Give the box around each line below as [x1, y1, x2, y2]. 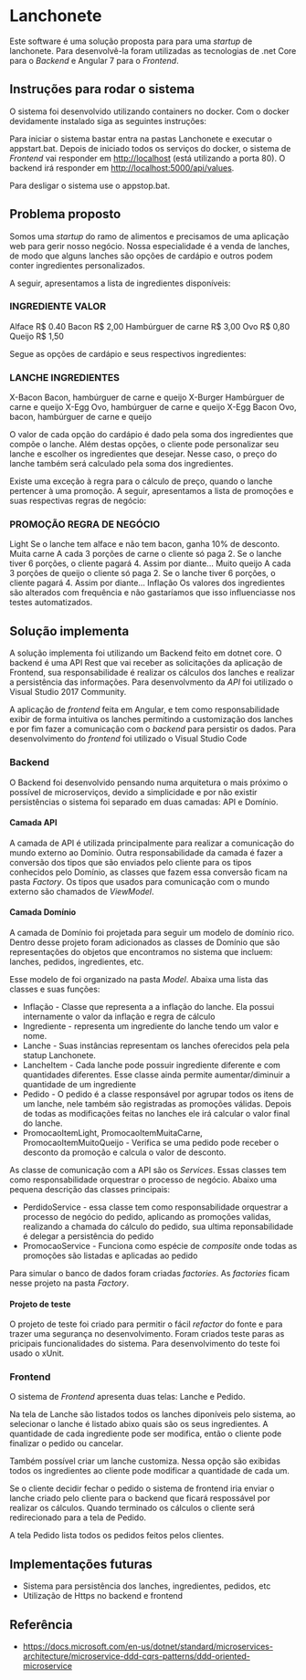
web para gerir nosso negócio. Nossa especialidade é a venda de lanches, [9, 240, 290, 251]
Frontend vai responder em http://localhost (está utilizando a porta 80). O [9, 152, 286, 163]
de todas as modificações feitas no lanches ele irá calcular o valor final [22, 1108, 290, 1118]
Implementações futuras [9, 1556, 153, 1571]
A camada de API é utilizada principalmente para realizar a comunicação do [9, 837, 295, 848]
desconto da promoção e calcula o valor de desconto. [22, 1147, 227, 1158]
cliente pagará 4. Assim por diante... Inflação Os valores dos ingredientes [9, 577, 286, 589]
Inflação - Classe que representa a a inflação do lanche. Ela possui [22, 1001, 275, 1012]
